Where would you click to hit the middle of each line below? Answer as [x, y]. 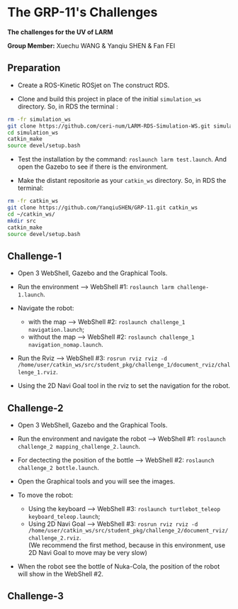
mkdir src [22, 220]
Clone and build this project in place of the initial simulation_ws [109, 99]
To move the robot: [45, 495]
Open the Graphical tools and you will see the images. [96, 481]
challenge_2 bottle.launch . [58, 468]
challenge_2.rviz [54, 538]
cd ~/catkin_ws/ [31, 214]
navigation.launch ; [56, 330]
